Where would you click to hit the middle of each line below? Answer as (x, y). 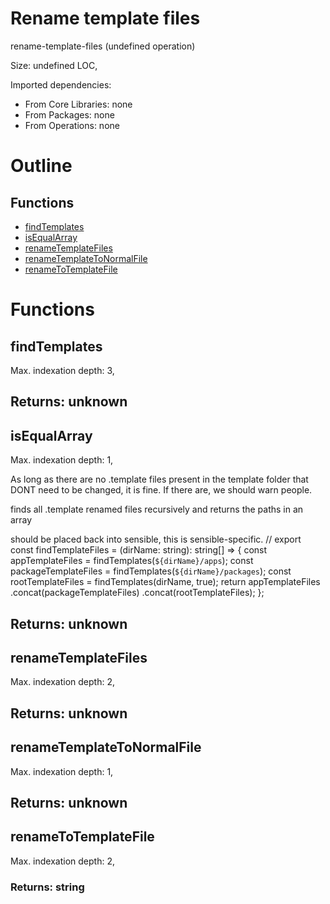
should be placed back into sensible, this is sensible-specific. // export (156, 539)
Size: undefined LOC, (54, 65)
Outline (41, 166)
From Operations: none (72, 125)
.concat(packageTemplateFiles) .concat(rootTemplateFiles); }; (137, 593)
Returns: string (47, 887)
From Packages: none (69, 114)
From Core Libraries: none (78, 104)
